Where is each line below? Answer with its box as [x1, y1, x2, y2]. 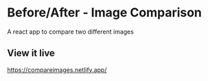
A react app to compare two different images [7, 27, 134, 36]
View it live [7, 47, 55, 59]
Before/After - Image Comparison [7, 5, 203, 21]
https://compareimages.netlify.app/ [7, 65, 107, 73]
